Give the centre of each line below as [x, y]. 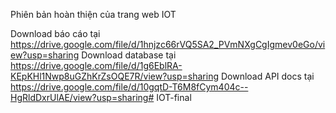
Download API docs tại [267, 76]
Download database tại [129, 55]
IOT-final [174, 97]
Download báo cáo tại [55, 33]
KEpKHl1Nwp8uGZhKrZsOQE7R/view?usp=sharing [115, 76]
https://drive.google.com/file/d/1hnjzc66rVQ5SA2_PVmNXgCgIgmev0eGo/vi [168, 44]
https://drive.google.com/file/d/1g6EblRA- [96, 65]
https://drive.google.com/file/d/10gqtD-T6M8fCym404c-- [129, 87]
